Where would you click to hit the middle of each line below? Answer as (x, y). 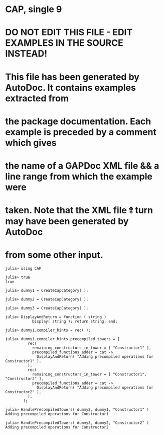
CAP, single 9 (34, 9)
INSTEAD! (26, 54)
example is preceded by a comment (81, 132)
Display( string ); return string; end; (75, 322)
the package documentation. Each (78, 121)
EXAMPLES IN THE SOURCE (64, 43)
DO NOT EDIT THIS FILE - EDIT (69, 33)
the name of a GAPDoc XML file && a (82, 166)
